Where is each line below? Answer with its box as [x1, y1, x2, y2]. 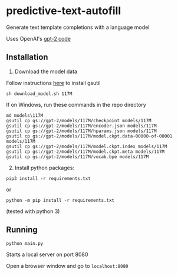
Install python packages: [14, 164, 75, 171]
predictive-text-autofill [6, 4, 121, 18]
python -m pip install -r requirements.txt [6, 197, 115, 203]
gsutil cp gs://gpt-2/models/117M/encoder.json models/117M [6, 123, 157, 129]
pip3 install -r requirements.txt [6, 175, 91, 181]
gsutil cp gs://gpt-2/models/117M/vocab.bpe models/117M [6, 153, 149, 160]
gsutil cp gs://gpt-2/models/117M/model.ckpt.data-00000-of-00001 [6, 133, 173, 139]
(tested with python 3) [6, 208, 60, 215]
